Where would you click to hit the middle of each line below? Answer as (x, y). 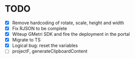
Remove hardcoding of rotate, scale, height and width (68, 23)
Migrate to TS (26, 40)
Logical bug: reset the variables (45, 45)
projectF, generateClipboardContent (50, 51)
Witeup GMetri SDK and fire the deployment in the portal (71, 34)
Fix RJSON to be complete (40, 28)
